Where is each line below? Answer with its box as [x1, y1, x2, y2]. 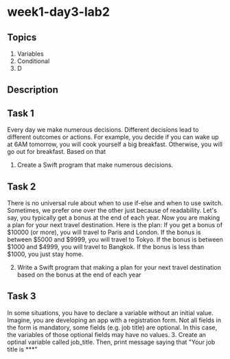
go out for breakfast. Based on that [7, 148, 106, 156]
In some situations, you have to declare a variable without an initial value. [7, 308, 214, 316]
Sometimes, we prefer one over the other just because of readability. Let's [7, 207, 218, 215]
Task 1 [7, 107, 34, 119]
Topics [7, 32, 37, 43]
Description [7, 84, 58, 96]
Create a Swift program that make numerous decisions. [16, 161, 174, 169]
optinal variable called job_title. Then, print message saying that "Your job [7, 338, 216, 346]
